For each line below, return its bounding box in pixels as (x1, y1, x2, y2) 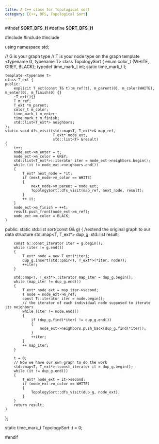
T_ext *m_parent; (14, 103, 49, 107)
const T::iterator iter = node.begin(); (22, 296, 105, 301)
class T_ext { (5, 77, 34, 82)
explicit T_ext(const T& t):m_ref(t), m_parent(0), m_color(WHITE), (14, 86, 155, 90)
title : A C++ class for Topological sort (5, 7, 90, 12)
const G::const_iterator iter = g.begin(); (14, 241, 103, 246)
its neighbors (5, 304, 34, 309)
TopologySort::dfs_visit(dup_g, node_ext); (31, 390, 120, 394)
